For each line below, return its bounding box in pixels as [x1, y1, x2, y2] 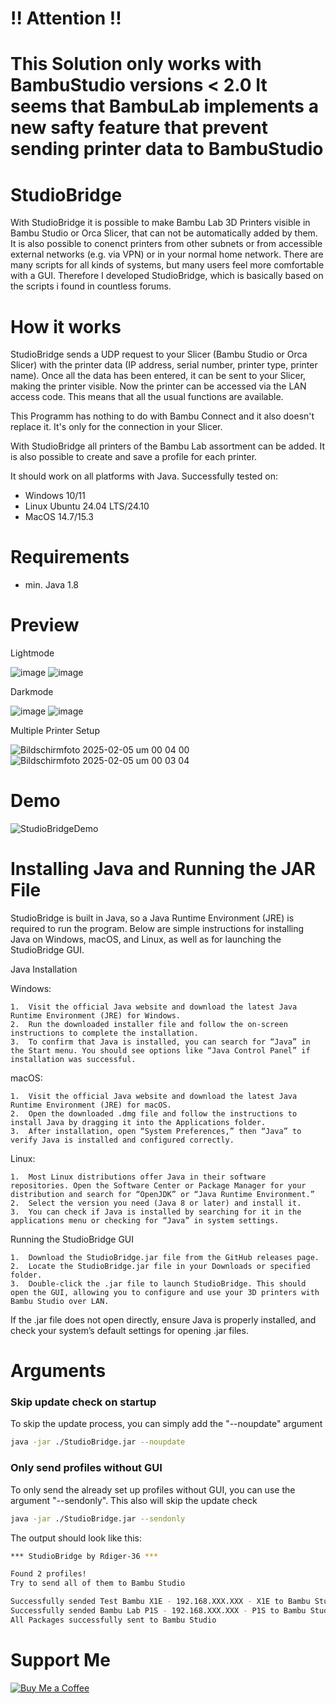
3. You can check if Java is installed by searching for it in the [10, 1207, 302, 1217]
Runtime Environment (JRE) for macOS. [10, 1100, 172, 1110]
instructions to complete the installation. [10, 1028, 199, 1038]
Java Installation [10, 963, 78, 975]
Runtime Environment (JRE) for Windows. [10, 1011, 182, 1021]
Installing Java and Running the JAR [10, 858, 316, 881]
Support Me [10, 1648, 111, 1671]
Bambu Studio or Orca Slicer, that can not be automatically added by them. [10, 227, 318, 239]
